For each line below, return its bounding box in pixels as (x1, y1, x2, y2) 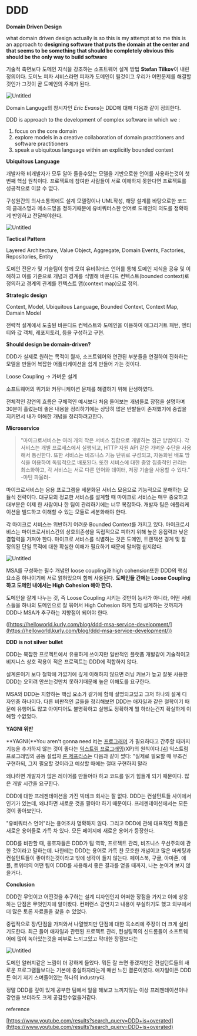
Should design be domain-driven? (6, 341, 91, 348)
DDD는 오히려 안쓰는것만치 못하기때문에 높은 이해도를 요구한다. (6, 678, 151, 685)
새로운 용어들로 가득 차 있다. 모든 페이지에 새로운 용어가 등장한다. (6, 827, 155, 834)
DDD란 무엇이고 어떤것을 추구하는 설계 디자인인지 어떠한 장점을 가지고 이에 (6, 893, 178, 900)
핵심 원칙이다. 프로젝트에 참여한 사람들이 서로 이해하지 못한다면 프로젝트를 (16, 177, 187, 184)
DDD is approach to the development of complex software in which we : (6, 116, 181, 123)
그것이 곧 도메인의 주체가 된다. (21, 80, 91, 87)
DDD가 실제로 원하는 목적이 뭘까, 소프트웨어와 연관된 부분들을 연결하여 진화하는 (6, 352, 188, 360)
